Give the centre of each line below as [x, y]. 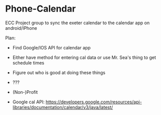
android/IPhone [21, 28]
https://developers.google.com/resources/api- [94, 102]
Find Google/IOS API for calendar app [52, 47]
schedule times [28, 63]
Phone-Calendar [41, 9]
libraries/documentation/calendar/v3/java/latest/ [63, 107]
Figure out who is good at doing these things [59, 72]
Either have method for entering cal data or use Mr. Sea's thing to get [84, 57]
